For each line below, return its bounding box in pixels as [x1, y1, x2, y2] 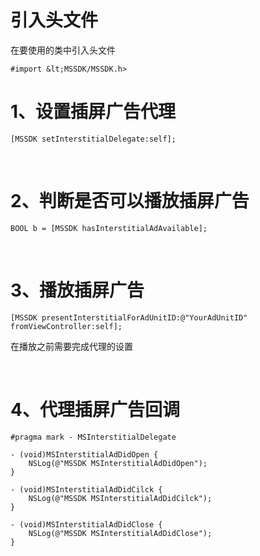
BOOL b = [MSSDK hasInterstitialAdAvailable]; [10, 223, 208, 233]
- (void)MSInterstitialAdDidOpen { [10, 449, 159, 460]
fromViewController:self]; [10, 321, 123, 331]
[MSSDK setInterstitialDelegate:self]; [10, 134, 177, 144]
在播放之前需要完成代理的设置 [10, 340, 133, 352]
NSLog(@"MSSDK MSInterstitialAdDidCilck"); [28, 493, 213, 503]
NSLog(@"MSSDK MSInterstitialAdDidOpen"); [28, 458, 208, 468]
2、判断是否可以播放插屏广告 [10, 190, 250, 213]
